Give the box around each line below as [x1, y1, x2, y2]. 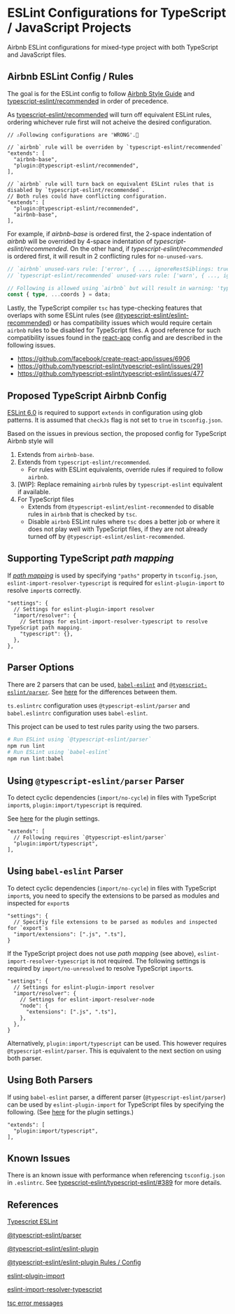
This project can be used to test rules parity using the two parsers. [7, 722, 199, 730]
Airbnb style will [7, 437, 54, 446]
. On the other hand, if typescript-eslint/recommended [66, 244, 223, 253]
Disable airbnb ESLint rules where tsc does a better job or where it [27, 517, 220, 526]
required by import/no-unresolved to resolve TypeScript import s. [7, 964, 194, 972]
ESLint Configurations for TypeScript [7, 5, 227, 21]
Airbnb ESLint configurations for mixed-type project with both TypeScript [7, 43, 218, 51]
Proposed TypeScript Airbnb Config [7, 390, 167, 402]
